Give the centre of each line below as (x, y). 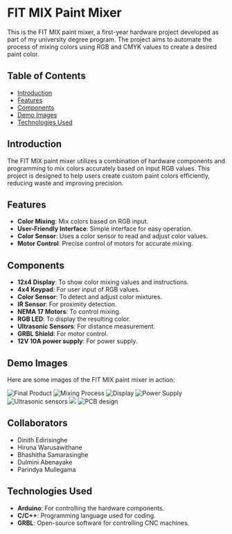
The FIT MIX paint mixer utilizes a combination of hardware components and (116, 160)
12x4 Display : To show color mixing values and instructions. (103, 282)
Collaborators (37, 423)
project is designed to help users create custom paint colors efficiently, (108, 176)
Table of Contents (47, 76)
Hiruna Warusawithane (50, 447)
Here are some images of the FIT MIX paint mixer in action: (91, 379)
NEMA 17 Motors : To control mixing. (69, 312)
